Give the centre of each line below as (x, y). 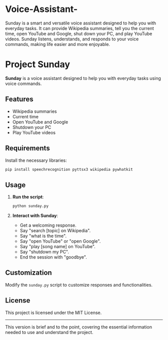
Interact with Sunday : (35, 216)
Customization (29, 273)
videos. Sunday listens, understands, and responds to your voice (72, 39)
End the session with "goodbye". (53, 257)
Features (19, 99)
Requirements (27, 148)
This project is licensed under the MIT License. (53, 313)
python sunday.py (30, 206)
